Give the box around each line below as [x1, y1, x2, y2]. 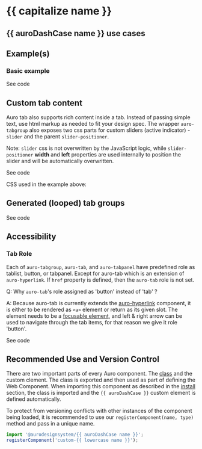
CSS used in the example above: [6, 181, 87, 188]
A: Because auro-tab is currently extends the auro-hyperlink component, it [6, 299, 191, 306]
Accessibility [6, 232, 57, 242]
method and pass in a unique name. [6, 420, 95, 427]
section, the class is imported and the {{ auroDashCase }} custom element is [6, 389, 196, 397]
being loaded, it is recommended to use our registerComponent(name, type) [6, 413, 194, 421]
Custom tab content [6, 98, 83, 108]
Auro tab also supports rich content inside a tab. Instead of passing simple [6, 114, 191, 121]
